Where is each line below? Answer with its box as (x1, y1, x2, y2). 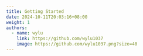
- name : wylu (11, 30, 43, 36)
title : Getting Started (6, 8, 64, 15)
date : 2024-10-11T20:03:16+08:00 (6, 14, 88, 20)
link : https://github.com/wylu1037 (16, 36, 104, 41)
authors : (6, 24, 28, 31)
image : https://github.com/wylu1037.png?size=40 (16, 41, 138, 47)
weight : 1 (6, 19, 30, 25)
